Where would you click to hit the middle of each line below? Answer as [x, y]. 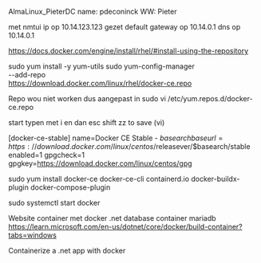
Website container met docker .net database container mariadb [113, 218]
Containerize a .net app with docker [67, 251]
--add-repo [27, 75]
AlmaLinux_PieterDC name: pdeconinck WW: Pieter [93, 12]
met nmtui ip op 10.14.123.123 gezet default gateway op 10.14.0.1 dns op [125, 27]
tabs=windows [33, 235]
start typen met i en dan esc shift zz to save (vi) [87, 122]
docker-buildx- [216, 179]
